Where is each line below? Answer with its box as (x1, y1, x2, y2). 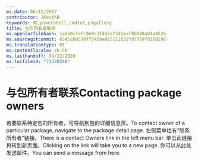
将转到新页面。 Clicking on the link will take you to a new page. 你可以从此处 (6, 142, 192, 149)
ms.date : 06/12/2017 (6, 8, 58, 15)
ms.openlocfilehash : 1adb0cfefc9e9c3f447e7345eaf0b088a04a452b (6, 31, 166, 37)
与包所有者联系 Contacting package (6, 86, 182, 99)
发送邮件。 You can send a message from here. (6, 149, 121, 157)
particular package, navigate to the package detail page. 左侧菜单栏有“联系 (6, 127, 190, 134)
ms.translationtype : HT (6, 42, 65, 48)
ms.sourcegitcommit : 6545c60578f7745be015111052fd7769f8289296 (6, 36, 166, 42)
